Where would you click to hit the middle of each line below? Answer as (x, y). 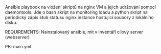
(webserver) (18, 37)
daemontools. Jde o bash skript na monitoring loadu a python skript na (76, 12)
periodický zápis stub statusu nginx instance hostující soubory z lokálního (80, 17)
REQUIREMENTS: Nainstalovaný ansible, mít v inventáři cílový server (74, 32)
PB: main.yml (18, 46)
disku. (11, 22)
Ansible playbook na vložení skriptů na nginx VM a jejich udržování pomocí (80, 7)
